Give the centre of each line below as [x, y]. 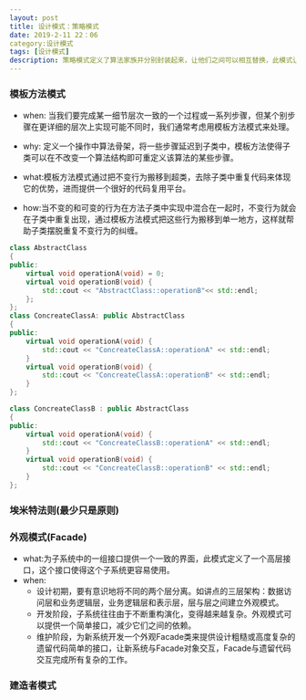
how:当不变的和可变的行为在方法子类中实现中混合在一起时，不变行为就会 [159, 208]
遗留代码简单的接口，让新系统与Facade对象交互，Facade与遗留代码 [163, 648]
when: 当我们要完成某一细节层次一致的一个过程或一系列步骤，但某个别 [155, 116]
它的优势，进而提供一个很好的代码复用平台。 [107, 189]
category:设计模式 [41, 43]
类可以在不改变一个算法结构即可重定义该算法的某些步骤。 [130, 158]
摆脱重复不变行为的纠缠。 [95, 231]
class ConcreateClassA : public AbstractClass [97, 316]
